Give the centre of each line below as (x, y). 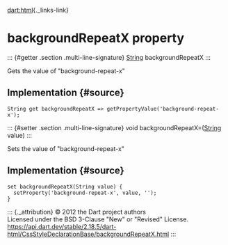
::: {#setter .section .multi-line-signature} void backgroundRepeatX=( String (114, 127)
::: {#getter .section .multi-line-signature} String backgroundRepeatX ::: (109, 57)
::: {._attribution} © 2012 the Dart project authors (76, 212)
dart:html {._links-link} (38, 10)
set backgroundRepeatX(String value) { (65, 187)
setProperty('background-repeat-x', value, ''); (85, 193)
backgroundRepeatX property (96, 38)
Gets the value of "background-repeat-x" (66, 71)
